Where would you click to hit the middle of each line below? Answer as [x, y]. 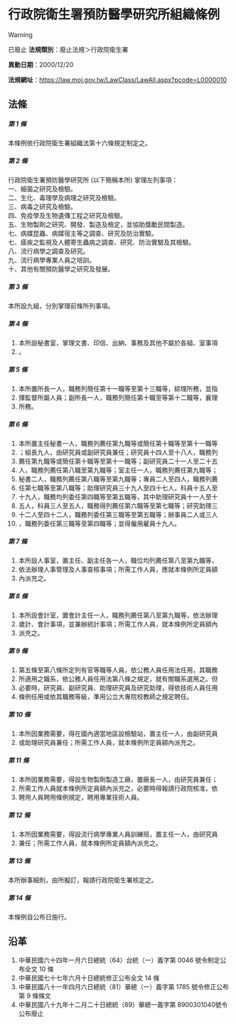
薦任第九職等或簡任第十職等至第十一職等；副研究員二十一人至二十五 [118, 461]
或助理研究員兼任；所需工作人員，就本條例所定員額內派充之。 [109, 743]
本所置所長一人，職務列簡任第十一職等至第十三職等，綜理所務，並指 [118, 389]
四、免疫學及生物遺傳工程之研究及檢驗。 [67, 216]
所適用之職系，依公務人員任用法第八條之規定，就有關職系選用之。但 [118, 679]
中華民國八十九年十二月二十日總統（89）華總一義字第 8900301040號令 [123, 1004]
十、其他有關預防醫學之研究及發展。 [61, 269]
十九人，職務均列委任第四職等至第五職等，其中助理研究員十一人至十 [118, 497]
